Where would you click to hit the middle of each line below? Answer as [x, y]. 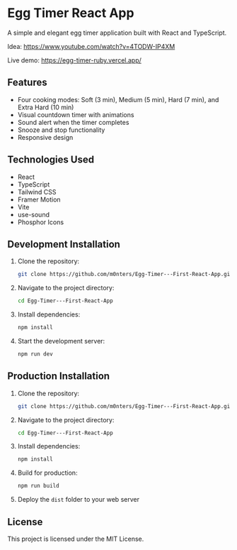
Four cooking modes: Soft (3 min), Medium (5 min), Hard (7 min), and [118, 99]
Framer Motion [39, 199]
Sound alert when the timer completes [73, 122]
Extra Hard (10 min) [46, 107]
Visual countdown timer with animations [76, 114]
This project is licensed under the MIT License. [76, 539]
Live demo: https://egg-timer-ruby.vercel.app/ [74, 60]
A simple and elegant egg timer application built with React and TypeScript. [117, 33]
